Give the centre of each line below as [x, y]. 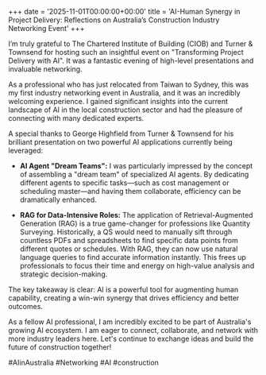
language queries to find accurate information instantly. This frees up [133, 257]
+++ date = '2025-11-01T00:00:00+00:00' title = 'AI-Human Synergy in [124, 12]
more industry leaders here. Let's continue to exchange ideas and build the [131, 338]
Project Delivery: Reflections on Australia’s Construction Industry [114, 20]
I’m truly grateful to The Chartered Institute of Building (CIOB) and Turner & [131, 44]
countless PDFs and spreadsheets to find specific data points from [129, 240]
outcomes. [26, 306]
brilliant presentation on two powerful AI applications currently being [120, 142]
